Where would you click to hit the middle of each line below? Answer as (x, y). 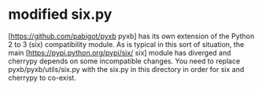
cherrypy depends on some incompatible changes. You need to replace (124, 61)
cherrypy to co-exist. (42, 77)
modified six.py (60, 14)
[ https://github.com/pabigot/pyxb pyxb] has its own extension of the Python (131, 36)
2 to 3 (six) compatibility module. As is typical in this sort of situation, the (126, 44)
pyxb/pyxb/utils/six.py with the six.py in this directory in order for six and (126, 69)
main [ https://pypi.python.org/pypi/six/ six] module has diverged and (120, 52)
